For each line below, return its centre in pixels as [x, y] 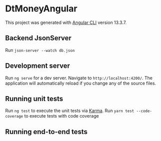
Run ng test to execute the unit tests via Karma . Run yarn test [70, 111]
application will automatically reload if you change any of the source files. [80, 83]
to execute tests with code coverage [62, 116]
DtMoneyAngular [41, 9]
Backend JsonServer [38, 38]
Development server [38, 66]
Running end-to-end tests [46, 132]
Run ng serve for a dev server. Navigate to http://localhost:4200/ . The [79, 78]
